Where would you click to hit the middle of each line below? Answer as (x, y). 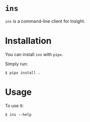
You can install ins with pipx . (34, 54)
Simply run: (17, 64)
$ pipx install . (23, 73)
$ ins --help (18, 114)
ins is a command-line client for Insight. (45, 21)
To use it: (14, 105)
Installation (28, 41)
